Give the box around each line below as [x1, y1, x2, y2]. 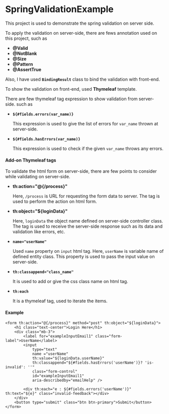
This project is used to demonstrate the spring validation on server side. [5, 20, 154, 26]
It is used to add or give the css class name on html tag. [12, 279, 128, 285]
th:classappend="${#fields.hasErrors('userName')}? [32, 360, 143, 366]
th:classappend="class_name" [12, 269, 74, 275]
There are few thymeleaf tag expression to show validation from [5, 96, 138, 102]
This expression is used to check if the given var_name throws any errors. [12, 145, 163, 152]
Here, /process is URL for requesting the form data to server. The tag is [12, 193, 160, 199]
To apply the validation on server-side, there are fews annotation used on [5, 30, 157, 36]
